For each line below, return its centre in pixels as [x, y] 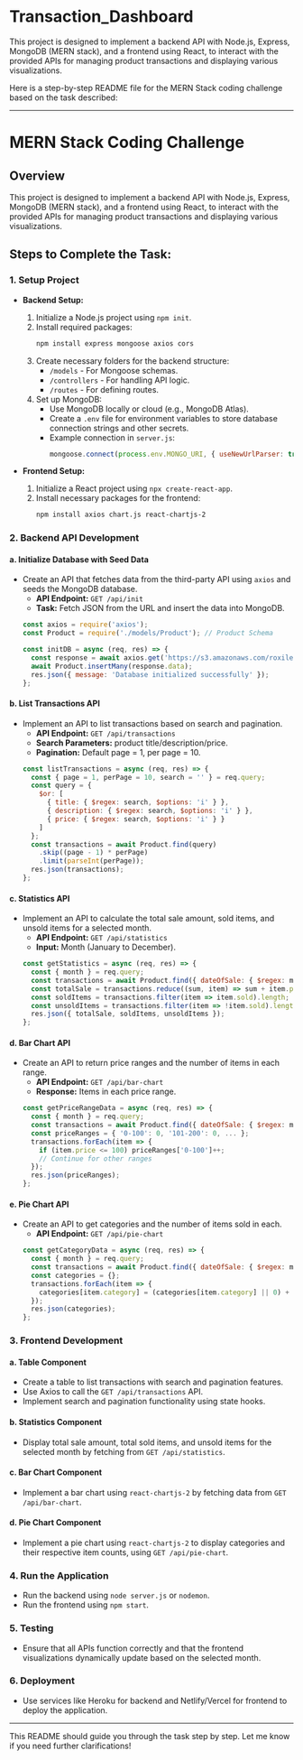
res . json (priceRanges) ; [75, 1175]
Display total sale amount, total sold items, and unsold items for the [147, 1442]
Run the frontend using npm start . [85, 1605]
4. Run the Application [59, 1575]
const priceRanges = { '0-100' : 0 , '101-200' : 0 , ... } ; [140, 1133]
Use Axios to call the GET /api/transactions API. [113, 1392]
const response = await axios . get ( [98, 658]
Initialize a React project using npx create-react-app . [134, 488]
